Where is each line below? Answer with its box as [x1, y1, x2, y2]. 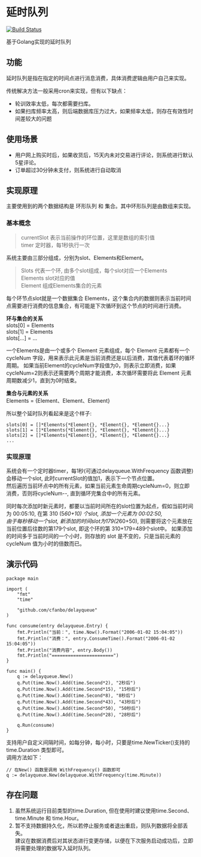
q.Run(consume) [17, 722, 55, 728]
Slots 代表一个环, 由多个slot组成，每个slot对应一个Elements [20, 266, 167, 274]
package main [6, 576, 39, 582]
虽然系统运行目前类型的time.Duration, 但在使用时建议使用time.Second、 [14, 807, 193, 814]
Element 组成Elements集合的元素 [20, 281, 102, 289]
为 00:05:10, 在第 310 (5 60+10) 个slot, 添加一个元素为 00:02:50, [6, 510, 163, 517]
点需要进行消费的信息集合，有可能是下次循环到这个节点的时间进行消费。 [6, 302, 184, 309]
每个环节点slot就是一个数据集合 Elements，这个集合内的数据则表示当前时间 [6, 295, 191, 302]
